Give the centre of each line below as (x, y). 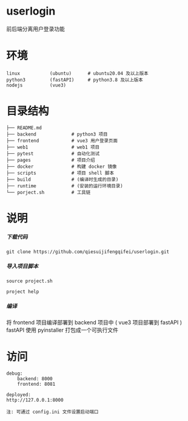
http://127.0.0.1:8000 (35, 400)
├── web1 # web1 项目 (53, 147)
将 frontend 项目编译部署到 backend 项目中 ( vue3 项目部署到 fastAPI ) (94, 322)
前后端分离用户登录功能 (35, 29)
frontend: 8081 (36, 384)
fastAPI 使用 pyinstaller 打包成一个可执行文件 (62, 330)
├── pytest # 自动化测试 (53, 153)
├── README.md (24, 128)
